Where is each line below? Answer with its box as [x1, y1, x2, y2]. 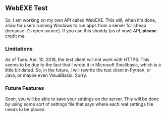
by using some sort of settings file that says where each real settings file [5, 101, 154, 107]
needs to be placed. [5, 107, 46, 113]
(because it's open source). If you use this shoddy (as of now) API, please [5, 27, 157, 34]
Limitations [5, 45, 33, 52]
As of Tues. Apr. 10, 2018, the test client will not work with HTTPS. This [5, 57, 150, 62]
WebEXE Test [5, 4, 48, 12]
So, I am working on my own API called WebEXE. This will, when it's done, [5, 17, 156, 23]
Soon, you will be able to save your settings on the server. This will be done [5, 96, 160, 102]
